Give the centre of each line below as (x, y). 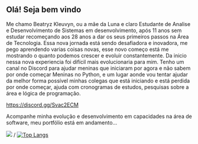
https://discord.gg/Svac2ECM (42, 105)
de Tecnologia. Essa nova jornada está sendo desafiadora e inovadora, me (97, 43)
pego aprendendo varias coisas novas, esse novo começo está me (87, 49)
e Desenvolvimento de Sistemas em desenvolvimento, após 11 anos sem (94, 30)
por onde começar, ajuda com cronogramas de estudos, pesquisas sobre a (98, 87)
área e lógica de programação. (43, 93)
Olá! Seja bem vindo (44, 10)
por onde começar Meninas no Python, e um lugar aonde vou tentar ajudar (97, 74)
